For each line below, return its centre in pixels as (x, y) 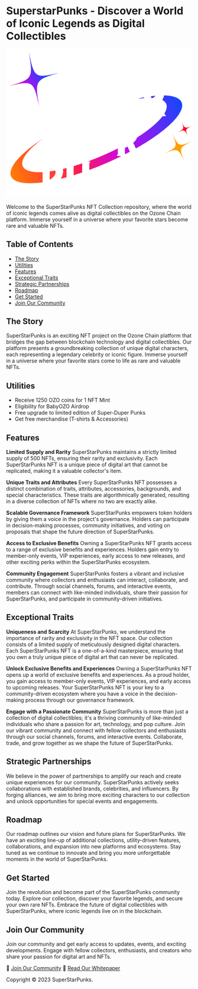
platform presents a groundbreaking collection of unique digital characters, (98, 348)
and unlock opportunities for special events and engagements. (82, 801)
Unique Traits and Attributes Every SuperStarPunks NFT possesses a (92, 482)
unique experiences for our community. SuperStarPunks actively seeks (92, 782)
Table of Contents (40, 244)
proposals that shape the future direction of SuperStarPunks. (80, 532)
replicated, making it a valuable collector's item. (64, 471)
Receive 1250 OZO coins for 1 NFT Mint (62, 400)
